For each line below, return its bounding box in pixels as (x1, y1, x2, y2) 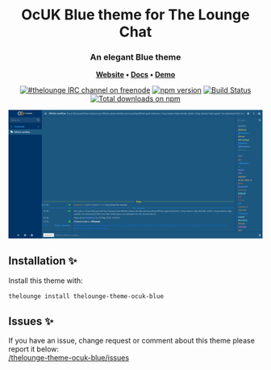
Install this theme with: (8, 276, 83, 285)
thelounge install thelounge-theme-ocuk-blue (8, 292, 164, 300)
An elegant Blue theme (90, 52, 181, 63)
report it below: (8, 344, 59, 354)
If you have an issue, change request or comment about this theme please (8, 336, 256, 346)
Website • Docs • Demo (95, 70, 176, 80)
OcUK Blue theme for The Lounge (21, 6, 250, 24)
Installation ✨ (8, 254, 77, 268)
